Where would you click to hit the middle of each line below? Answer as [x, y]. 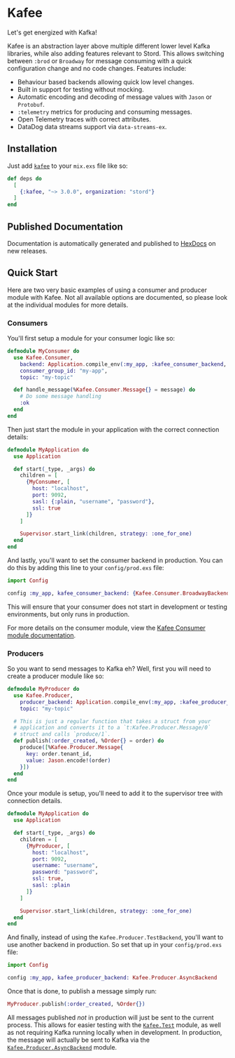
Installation [32, 149]
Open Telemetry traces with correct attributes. [84, 119]
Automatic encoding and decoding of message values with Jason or [114, 97]
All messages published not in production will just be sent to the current [111, 1017]
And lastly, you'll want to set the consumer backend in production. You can [115, 560]
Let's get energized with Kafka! [52, 32]
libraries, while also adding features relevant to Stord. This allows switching [116, 53]
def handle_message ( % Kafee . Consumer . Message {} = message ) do [105, 390]
